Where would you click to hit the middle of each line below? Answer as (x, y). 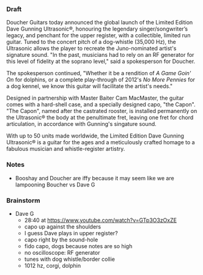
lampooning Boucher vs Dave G (55, 185)
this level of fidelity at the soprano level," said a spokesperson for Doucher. (101, 61)
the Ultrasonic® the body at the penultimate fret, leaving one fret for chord (100, 117)
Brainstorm (24, 200)
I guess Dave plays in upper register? (71, 233)
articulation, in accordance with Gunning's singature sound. (82, 124)
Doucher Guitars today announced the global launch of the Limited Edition (100, 23)
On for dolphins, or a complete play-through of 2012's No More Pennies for (101, 80)
